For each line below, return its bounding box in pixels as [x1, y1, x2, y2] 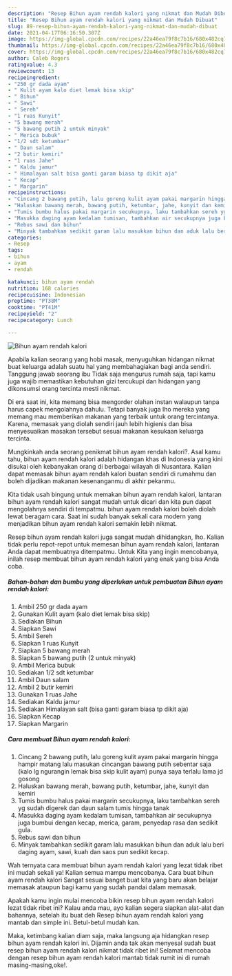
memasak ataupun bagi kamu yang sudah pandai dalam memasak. [8, 882, 197, 891]
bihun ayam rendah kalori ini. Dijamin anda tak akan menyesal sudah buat [8, 939, 216, 947]
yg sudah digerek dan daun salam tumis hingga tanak [17, 803, 170, 812]
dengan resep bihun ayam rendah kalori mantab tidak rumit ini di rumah [8, 953, 211, 962]
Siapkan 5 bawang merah [17, 646, 91, 655]
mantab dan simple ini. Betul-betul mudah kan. [8, 918, 140, 926]
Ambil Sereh [17, 631, 53, 640]
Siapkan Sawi [17, 624, 57, 633]
